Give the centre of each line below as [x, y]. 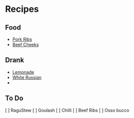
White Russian [27, 77]
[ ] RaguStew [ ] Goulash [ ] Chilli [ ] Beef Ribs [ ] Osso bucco [67, 110]
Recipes [22, 9]
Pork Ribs [22, 39]
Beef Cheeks [25, 45]
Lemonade [23, 72]
